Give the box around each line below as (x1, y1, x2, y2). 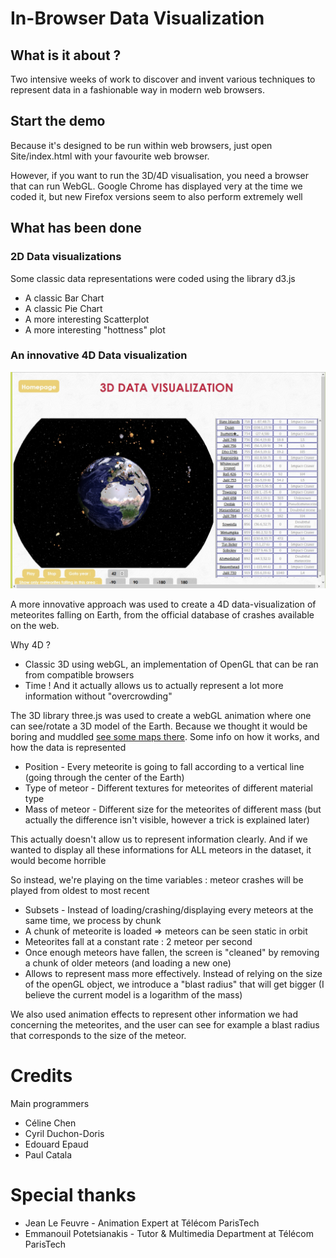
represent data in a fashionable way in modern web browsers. (10, 84, 266, 96)
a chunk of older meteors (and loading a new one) (24, 957, 232, 969)
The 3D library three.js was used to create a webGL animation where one (10, 710, 312, 722)
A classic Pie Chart (24, 302, 103, 314)
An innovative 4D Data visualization (10, 348, 188, 362)
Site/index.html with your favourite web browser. (10, 150, 210, 162)
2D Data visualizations (10, 250, 122, 264)
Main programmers (10, 1098, 90, 1110)
